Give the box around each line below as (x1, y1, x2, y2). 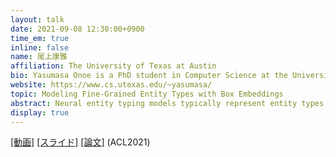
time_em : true (10, 33, 70, 43)
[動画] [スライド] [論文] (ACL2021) (10, 136, 151, 148)
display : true (10, 107, 70, 118)
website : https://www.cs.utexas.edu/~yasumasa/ (10, 80, 213, 90)
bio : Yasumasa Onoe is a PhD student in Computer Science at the (10, 71, 288, 81)
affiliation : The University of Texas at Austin (10, 61, 217, 71)
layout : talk (10, 14, 65, 25)
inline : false (10, 42, 70, 53)
